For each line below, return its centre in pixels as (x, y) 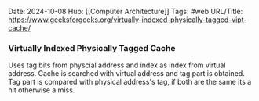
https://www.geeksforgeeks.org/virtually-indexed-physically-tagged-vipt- (128, 20)
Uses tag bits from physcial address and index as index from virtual (117, 65)
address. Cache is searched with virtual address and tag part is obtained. (126, 74)
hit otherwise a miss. (42, 90)
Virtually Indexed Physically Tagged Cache (92, 48)
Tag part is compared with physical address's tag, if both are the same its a (130, 82)
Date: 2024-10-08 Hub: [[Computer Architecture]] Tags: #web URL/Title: (126, 11)
